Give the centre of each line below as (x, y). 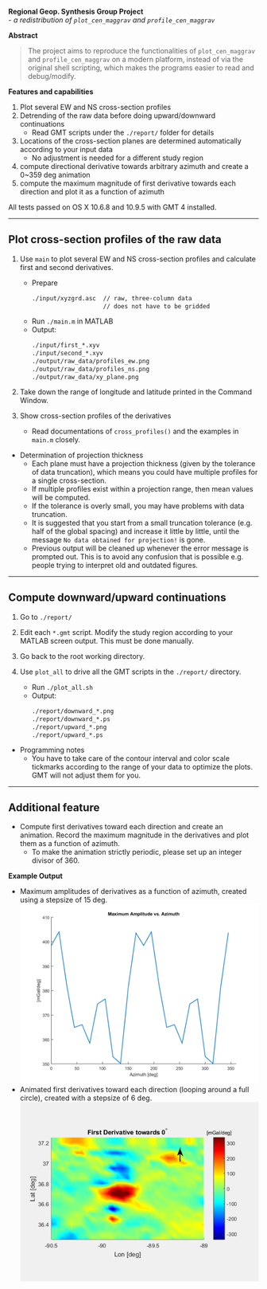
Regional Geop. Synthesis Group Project (76, 12)
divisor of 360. (56, 860)
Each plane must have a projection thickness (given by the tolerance (143, 463)
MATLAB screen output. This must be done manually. (107, 641)
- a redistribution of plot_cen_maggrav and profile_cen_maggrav (112, 20)
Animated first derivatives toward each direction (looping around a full (134, 1089)
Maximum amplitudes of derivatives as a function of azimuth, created (133, 891)
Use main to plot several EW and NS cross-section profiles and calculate (138, 259)
